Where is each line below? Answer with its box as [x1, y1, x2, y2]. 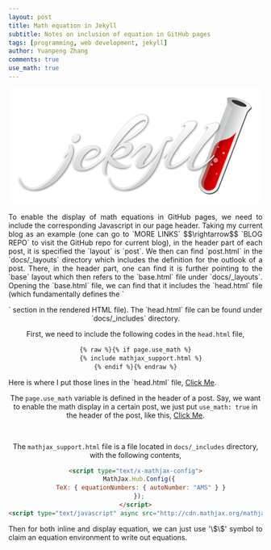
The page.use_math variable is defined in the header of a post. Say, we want [10, 393, 261, 403]
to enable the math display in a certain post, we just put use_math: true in [13, 401, 258, 411]
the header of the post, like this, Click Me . [65, 410, 206, 420]
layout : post [8, 13, 52, 21]
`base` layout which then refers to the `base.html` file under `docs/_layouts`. [8, 271, 263, 282]
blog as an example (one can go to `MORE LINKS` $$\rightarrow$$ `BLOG [8, 229, 263, 238]
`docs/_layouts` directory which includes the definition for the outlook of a [8, 254, 263, 264]
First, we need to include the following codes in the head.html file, [26, 329, 245, 338]
